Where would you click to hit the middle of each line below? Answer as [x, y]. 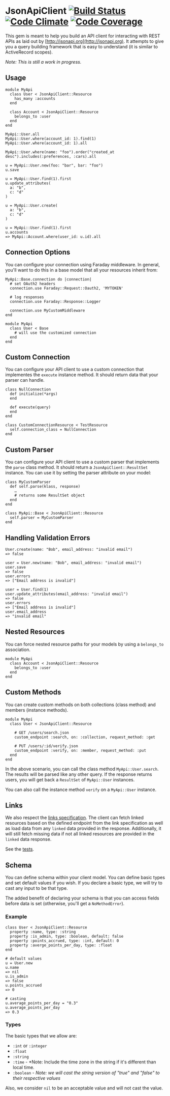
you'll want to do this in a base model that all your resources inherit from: [82, 270]
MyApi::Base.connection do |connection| [49, 279]
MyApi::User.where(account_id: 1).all [46, 143]
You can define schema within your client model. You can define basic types [85, 878]
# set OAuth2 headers [33, 284]
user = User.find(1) [27, 589]
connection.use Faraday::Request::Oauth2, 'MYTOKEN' [67, 288]
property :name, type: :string [43, 932]
